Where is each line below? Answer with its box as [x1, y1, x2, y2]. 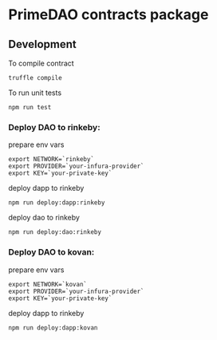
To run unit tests [8, 88, 62, 97]
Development [8, 38, 77, 51]
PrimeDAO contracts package [8, 6, 209, 24]
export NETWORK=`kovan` [8, 280, 88, 288]
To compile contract [8, 58, 74, 68]
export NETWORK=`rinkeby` [8, 156, 94, 164]
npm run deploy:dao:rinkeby [8, 228, 102, 236]
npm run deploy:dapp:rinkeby [8, 199, 105, 207]
